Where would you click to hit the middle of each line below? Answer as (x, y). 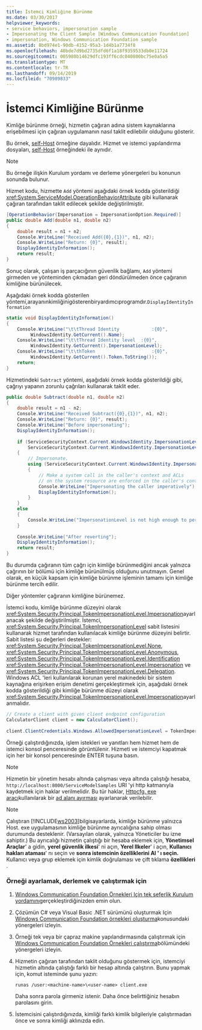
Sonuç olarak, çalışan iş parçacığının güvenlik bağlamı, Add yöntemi (89, 270)
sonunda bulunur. (28, 179)
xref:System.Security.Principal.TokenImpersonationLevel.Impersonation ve (99, 665)
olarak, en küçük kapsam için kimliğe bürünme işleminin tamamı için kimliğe (100, 578)
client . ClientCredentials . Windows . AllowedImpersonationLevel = (87, 731)
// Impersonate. (48, 459)
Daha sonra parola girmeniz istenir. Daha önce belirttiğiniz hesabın (97, 996)
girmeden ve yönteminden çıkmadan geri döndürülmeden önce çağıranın (96, 277)
